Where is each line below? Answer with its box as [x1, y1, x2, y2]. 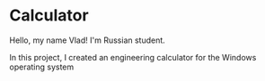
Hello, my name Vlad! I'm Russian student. [9, 35, 166, 45]
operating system [9, 61, 75, 72]
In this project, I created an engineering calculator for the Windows [9, 52, 257, 62]
